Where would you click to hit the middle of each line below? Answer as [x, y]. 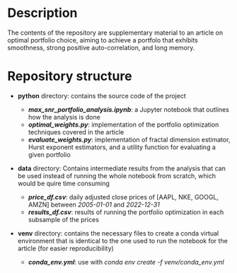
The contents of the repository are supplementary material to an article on [115, 33]
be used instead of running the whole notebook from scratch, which [117, 175]
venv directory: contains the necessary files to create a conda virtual [118, 233]
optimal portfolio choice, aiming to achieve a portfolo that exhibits [103, 40]
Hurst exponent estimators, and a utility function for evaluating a [122, 147]
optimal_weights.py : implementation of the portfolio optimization [123, 124]
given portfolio [49, 154]
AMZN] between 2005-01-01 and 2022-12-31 [94, 204]
